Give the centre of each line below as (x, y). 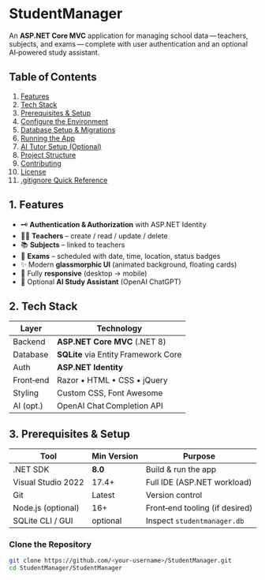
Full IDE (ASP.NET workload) (199, 482)
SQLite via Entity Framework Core (119, 354)
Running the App (48, 138)
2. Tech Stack (43, 306)
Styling (26, 393)
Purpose (199, 456)
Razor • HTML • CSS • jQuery (112, 380)
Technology (119, 328)
